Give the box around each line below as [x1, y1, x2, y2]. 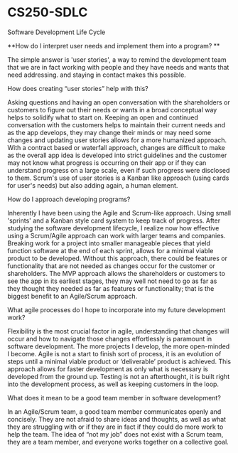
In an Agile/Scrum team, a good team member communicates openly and [7, 407, 222, 416]
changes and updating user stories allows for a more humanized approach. [7, 136, 227, 144]
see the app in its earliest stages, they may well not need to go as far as [7, 277, 217, 285]
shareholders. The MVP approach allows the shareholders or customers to [7, 269, 226, 277]
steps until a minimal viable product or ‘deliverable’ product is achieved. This [7, 357, 232, 366]
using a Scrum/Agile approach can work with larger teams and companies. [7, 231, 226, 240]
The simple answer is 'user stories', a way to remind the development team [7, 55, 227, 64]
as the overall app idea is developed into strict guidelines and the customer [7, 151, 227, 159]
